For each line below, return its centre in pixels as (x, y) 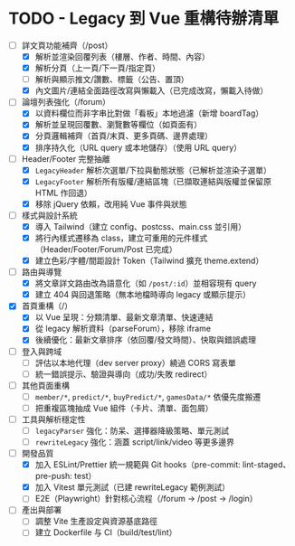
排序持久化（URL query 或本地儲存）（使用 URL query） (138, 147)
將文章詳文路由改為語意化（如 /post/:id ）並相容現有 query (146, 283)
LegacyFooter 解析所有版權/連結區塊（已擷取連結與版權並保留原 (153, 181)
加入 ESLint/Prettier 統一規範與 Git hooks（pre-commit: (138, 465)
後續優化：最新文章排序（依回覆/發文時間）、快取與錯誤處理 (146, 340)
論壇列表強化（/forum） (66, 102)
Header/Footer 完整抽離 (66, 158)
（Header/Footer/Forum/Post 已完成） (106, 249)
